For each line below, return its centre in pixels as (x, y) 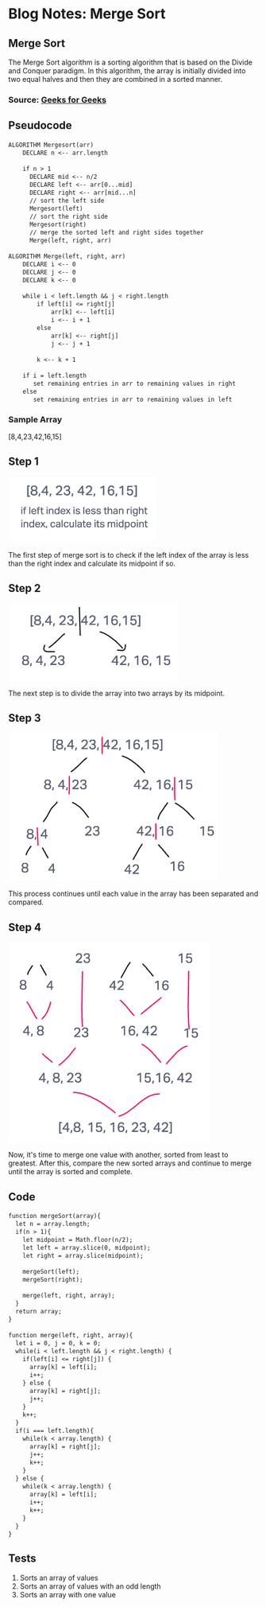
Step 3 (25, 718)
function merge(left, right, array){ (71, 1336)
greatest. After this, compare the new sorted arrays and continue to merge (130, 1163)
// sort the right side (69, 216)
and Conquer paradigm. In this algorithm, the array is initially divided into (127, 71)
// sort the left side (67, 200)
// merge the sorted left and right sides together (116, 232)
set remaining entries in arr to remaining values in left (133, 399)
